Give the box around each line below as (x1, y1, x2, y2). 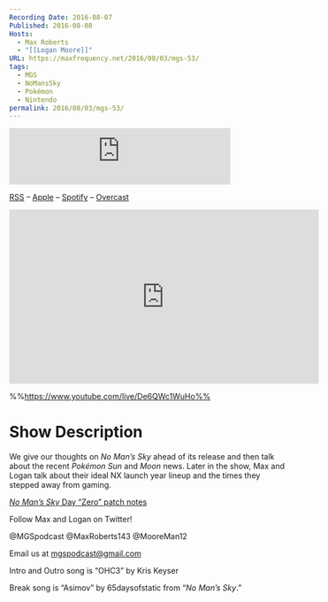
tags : (9, 63, 29, 72)
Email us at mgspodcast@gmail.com (9, 548, 141, 559)
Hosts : (9, 29, 34, 38)
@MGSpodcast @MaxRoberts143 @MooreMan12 (9, 531, 187, 542)
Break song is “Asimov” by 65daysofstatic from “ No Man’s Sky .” (9, 583, 242, 593)
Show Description (9, 422, 143, 443)
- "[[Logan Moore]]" (17, 46, 93, 55)
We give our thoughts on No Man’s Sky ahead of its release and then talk (9, 451, 275, 462)
